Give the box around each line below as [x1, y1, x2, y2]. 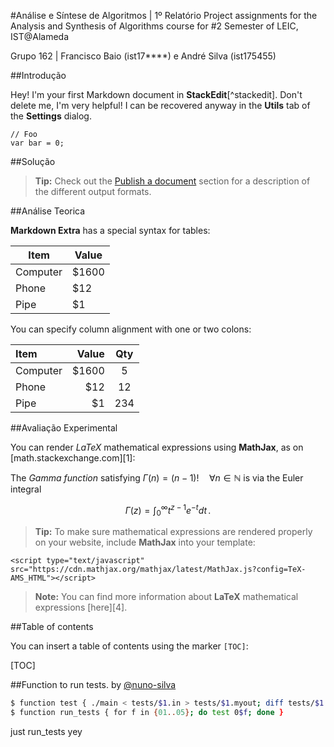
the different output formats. [34, 186, 152, 197]
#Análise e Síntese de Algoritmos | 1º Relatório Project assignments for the [10, 10, 318, 21]
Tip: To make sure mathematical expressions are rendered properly [34, 526, 313, 538]
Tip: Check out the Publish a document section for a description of [34, 175, 311, 187]
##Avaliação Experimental [10, 422, 118, 434]
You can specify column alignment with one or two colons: [10, 323, 252, 335]
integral [10, 483, 42, 495]
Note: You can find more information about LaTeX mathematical [34, 591, 299, 603]
